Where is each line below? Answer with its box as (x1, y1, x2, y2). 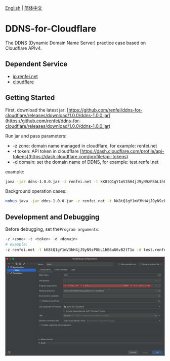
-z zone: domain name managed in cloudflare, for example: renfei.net (12, 142, 157, 149)
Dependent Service (5, 60, 68, 68)
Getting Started (5, 93, 55, 102)
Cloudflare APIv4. (5, 45, 42, 51)
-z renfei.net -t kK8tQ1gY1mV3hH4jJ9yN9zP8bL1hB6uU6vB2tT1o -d (5, 247, 142, 252)
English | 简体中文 (5, 5, 42, 11)
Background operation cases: (5, 188, 67, 194)
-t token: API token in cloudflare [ (12, 148, 82, 154)
